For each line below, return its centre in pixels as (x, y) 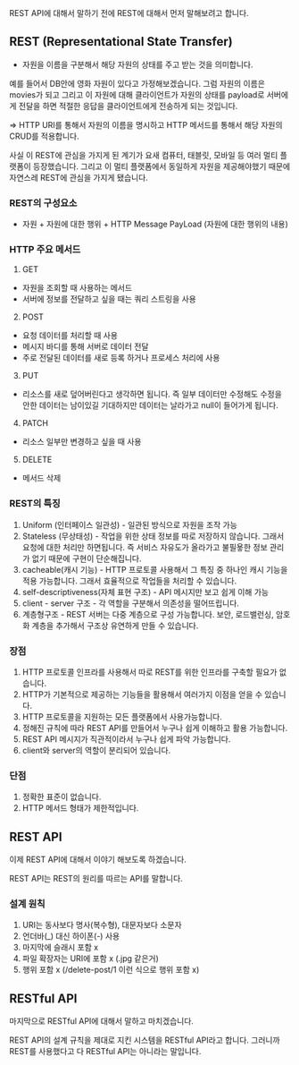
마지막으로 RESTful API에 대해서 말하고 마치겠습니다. (102, 1021)
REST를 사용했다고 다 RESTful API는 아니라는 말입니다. (105, 1052)
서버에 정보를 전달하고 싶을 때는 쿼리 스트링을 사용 (109, 299)
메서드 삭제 (42, 478)
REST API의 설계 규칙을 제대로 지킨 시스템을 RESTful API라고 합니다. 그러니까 (145, 1040)
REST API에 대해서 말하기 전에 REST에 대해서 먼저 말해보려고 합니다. (129, 13)
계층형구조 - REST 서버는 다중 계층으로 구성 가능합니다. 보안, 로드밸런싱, (148, 614)
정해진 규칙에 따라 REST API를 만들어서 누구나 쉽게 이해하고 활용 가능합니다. (155, 728)
